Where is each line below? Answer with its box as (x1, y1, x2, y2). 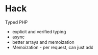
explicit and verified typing (12, 28, 66, 34)
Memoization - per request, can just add (12, 44, 94, 50)
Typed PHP (5, 19, 28, 25)
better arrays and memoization (12, 39, 74, 45)
